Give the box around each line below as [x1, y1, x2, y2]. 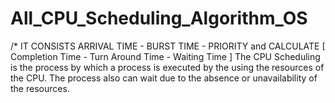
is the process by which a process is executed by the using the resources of [10, 61, 325, 73]
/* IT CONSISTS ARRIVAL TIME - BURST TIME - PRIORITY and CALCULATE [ [10, 40, 326, 52]
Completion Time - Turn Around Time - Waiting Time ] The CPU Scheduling [10, 50, 321, 62]
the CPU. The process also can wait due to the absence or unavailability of [10, 72, 318, 84]
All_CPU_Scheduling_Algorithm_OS [10, 7, 308, 30]
